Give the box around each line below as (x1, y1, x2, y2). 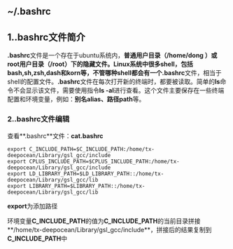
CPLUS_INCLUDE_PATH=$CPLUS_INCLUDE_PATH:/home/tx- (29, 158, 180, 165)
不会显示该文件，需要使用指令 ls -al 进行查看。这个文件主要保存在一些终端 (13, 86, 225, 95)
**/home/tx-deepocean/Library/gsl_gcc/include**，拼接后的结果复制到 (7, 225, 212, 234)
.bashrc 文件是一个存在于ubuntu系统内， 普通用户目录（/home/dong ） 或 (7, 51, 218, 60)
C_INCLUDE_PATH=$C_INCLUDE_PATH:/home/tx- (29, 145, 155, 153)
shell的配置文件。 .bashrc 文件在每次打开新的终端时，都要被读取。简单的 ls (7, 77, 220, 86)
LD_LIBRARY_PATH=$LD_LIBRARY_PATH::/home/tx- (29, 170, 164, 177)
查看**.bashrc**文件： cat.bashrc (7, 131, 104, 140)
